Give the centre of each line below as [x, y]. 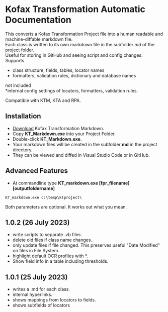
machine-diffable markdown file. [39, 39]
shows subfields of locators [41, 305]
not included [18, 85]
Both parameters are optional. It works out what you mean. [66, 206]
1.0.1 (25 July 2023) [36, 277]
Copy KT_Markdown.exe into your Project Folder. [64, 134]
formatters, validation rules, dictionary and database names [74, 75]
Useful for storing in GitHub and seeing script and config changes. [74, 55]
